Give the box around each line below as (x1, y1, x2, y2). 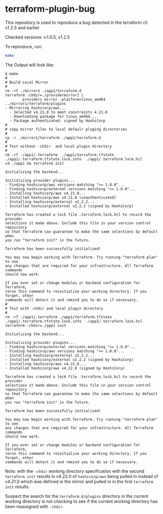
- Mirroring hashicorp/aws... (5, 105, 67, 110)
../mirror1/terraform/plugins (5, 101, 67, 106)
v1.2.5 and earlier (5, 24, 40, 30)
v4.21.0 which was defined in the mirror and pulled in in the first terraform (5, 478, 154, 484)
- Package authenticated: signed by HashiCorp (9, 118, 106, 123)
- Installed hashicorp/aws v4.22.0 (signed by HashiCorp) (5, 366, 125, 371)
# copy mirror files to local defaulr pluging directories (5, 127, 127, 132)
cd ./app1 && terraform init (5, 161, 64, 166)
